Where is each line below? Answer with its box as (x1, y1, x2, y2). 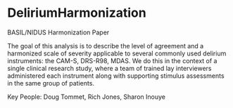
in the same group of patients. (7, 79, 95, 87)
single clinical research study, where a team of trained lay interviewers (7, 64, 213, 72)
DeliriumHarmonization (7, 5, 146, 21)
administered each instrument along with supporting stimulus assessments (7, 72, 225, 80)
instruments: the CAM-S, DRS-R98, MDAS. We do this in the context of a (7, 56, 218, 65)
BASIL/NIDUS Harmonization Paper (7, 28, 110, 36)
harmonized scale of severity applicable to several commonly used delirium (7, 49, 227, 58)
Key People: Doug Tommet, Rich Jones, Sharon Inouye (7, 93, 165, 101)
